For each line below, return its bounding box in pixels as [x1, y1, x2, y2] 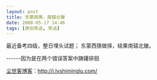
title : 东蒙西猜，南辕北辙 [6, 14, 66, 20]
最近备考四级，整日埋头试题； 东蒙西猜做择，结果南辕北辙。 [6, 42, 154, 49]
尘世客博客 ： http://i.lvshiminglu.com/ [6, 68, 97, 75]
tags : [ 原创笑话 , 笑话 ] [6, 25, 60, 31]
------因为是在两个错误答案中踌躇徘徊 [6, 55, 100, 62]
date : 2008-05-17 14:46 [6, 20, 66, 25]
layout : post [6, 8, 39, 15]
